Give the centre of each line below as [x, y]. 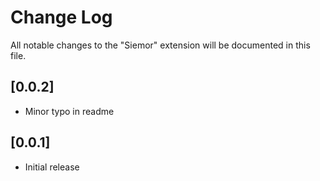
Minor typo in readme [69, 111]
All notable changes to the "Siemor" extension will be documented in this [160, 45]
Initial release [52, 167]
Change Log [61, 17]
